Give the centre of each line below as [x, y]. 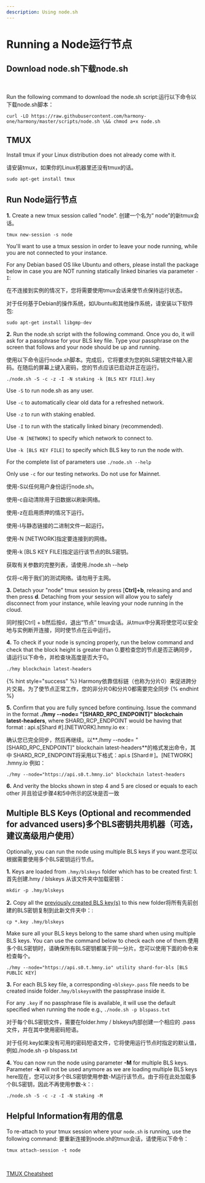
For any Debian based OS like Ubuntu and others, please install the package [102, 265]
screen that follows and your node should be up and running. [83, 347]
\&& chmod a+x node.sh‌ [131, 121]
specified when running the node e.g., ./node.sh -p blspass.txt [88, 1009]
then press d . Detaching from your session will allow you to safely [90, 597]
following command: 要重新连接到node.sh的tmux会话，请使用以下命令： [98, 1138]
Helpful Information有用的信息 [65, 1116]
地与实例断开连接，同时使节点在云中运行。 [60, 630]
